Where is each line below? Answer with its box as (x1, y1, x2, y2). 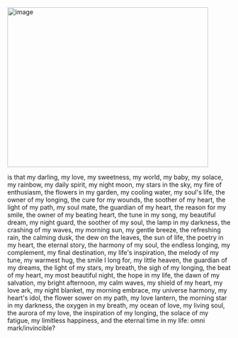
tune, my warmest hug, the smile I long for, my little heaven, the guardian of (7, 256, 228, 264)
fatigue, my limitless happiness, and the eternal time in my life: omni (7, 316, 205, 325)
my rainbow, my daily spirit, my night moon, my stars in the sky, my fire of (7, 180, 222, 189)
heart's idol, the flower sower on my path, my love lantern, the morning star (7, 294, 227, 302)
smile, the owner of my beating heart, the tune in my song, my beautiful (7, 211, 216, 219)
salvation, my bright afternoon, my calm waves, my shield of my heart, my (7, 278, 223, 287)
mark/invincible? (7, 324, 56, 332)
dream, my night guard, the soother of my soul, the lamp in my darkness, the (7, 218, 231, 227)
